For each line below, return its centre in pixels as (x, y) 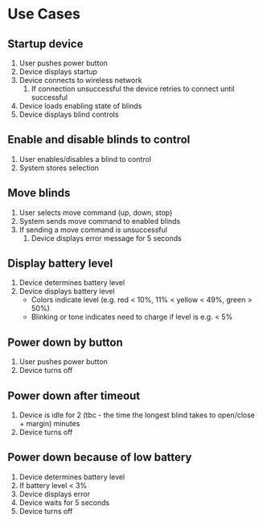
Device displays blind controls (69, 114)
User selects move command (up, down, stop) (96, 212)
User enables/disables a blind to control (85, 159)
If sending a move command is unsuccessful (93, 230)
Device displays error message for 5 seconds (106, 238)
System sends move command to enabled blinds (100, 221)
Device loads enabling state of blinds (80, 106)
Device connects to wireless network (80, 80)
